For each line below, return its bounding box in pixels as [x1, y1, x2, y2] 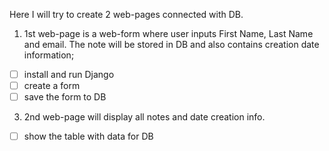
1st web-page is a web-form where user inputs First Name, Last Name [23, 28, 314, 39]
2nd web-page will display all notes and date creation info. [23, 111, 266, 123]
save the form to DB [23, 91, 107, 103]
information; [23, 49, 75, 61]
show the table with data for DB [23, 130, 154, 143]
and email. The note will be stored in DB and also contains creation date [23, 39, 320, 50]
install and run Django [23, 69, 115, 80]
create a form [23, 80, 81, 92]
